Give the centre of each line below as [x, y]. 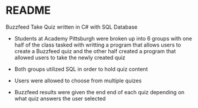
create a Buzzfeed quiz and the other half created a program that [95, 51]
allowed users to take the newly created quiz [70, 57]
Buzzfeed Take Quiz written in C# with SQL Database [72, 27]
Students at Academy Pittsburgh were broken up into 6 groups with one [103, 38]
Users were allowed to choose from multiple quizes [78, 81]
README [28, 10]
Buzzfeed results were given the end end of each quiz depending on [99, 92]
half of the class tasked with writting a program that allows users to [97, 45]
